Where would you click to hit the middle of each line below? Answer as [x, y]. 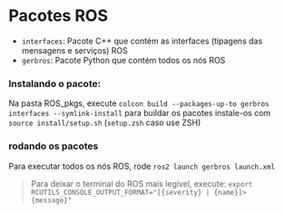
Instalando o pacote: [55, 83]
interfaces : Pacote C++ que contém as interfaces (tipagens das [142, 41]
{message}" [51, 200]
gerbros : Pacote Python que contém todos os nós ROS [123, 60]
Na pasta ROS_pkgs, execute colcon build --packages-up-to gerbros [139, 103]
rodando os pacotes [54, 146]
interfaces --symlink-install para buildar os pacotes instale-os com [140, 113]
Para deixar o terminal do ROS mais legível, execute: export [142, 183]
